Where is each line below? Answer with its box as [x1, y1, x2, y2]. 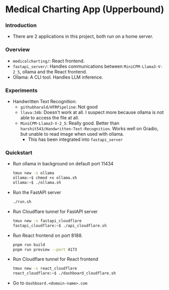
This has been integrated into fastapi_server [28, 136, 123, 142]
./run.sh [12, 199, 32, 204]
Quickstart [5, 149, 33, 156]
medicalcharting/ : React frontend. [12, 58, 85, 64]
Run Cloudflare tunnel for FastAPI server [12, 208, 98, 214]
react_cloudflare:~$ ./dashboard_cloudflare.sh [12, 271, 116, 276]
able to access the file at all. [20, 115, 80, 121]
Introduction [5, 22, 37, 29]
